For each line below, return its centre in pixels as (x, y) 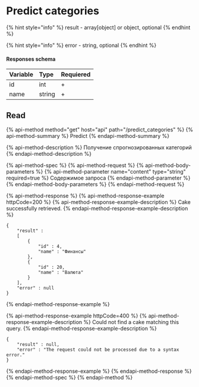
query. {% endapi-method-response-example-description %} (82, 328)
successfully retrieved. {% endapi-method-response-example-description (97, 208)
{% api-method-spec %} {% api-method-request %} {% (75, 165)
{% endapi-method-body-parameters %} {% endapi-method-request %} (95, 184)
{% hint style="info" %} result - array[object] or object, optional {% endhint (98, 27)
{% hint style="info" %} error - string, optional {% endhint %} (81, 45)
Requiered (76, 74)
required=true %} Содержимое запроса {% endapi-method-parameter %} (98, 178)
